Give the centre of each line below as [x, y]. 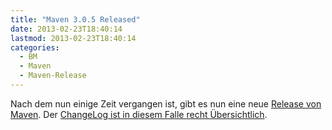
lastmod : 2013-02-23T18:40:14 [73, 38]
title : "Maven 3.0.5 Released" [75, 19]
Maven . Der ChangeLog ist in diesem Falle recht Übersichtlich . [139, 114]
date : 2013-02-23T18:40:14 [66, 29]
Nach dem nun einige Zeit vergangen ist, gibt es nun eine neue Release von [166, 103]
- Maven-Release [53, 76]
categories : [35, 47]
